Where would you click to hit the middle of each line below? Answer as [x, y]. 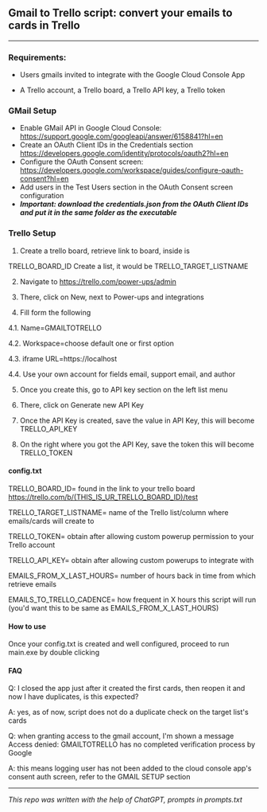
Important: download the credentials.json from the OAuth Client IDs [134, 204]
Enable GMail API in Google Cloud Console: [91, 128]
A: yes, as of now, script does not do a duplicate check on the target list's [128, 712]
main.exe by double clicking [54, 653]
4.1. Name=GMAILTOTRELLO [55, 328]
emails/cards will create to [51, 521]
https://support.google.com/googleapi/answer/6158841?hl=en [122, 137]
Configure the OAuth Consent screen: [81, 162]
